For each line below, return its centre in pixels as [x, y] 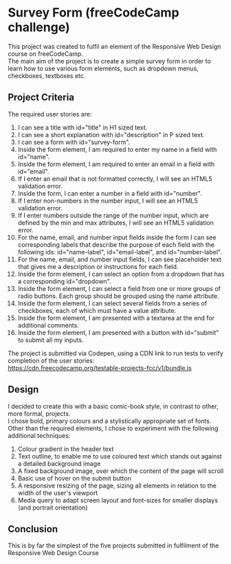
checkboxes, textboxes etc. [47, 75]
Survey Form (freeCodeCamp [93, 13]
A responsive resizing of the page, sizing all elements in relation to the [117, 485]
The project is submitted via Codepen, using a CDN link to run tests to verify [116, 353]
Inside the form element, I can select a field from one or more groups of [119, 288]
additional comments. [48, 325]
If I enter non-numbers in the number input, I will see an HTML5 [108, 201]
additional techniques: [39, 435]
